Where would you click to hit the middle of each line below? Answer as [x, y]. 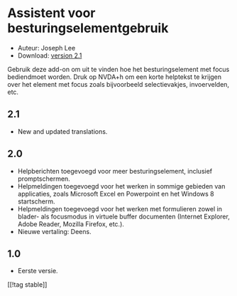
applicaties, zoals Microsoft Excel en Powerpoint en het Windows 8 [116, 194]
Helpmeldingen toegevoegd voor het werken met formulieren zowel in [120, 208]
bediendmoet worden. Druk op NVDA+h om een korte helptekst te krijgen [115, 77]
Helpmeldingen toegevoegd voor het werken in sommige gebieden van [121, 186]
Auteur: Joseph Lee [46, 48]
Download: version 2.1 [50, 55]
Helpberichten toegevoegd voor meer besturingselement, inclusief [115, 171]
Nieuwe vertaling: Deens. [54, 231]
